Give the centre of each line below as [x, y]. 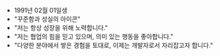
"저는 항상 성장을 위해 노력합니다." [61, 28]
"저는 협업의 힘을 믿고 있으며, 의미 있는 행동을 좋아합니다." [94, 36]
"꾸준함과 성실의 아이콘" [47, 19]
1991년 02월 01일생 [41, 10]
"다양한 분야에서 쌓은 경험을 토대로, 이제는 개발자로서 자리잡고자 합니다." [114, 45]
